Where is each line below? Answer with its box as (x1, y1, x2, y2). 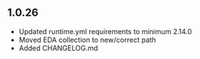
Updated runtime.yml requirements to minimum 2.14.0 (18, 26, 193, 36)
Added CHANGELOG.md (18, 43, 99, 53)
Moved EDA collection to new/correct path (18, 35, 156, 44)
